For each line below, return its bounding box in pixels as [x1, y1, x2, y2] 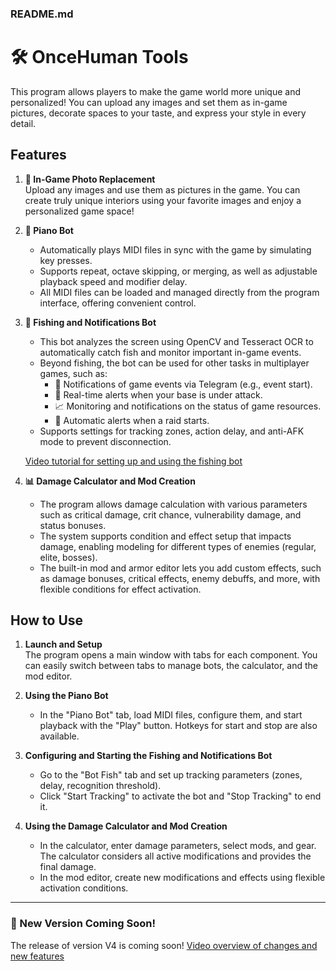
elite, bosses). [39, 551, 98, 563]
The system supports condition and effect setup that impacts [39, 530, 292, 542]
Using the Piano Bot [24, 690, 109, 702]
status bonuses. [39, 519, 107, 531]
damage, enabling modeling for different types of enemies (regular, [39, 540, 317, 552]
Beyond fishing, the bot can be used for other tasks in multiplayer [39, 357, 310, 369]
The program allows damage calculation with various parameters [39, 498, 308, 510]
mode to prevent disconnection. [39, 435, 172, 447]
